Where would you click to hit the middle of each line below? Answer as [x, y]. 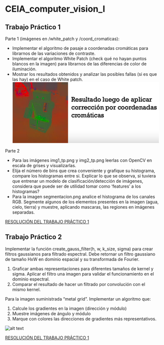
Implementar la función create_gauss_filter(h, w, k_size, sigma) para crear [79, 249]
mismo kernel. [26, 289]
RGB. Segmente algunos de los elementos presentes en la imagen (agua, [85, 202]
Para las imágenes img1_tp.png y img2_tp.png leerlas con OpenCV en [82, 160]
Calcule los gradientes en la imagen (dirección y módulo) [69, 308]
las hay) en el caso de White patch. [47, 79]
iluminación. [24, 69]
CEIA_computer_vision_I [55, 9]
